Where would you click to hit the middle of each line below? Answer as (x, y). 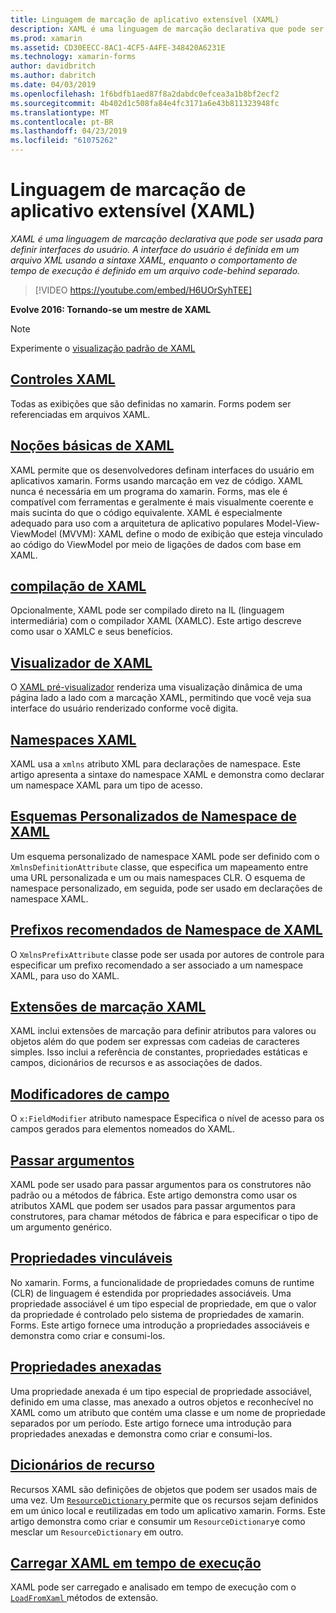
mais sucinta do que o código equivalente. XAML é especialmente (146, 512)
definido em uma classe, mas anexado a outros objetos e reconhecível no (162, 1402)
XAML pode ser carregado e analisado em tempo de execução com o (153, 1587)
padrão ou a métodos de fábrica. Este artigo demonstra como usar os (154, 1195)
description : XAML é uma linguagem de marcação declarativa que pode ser (167, 29)
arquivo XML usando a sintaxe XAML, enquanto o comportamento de (154, 260)
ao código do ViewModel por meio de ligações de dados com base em (156, 544)
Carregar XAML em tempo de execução (136, 1562)
